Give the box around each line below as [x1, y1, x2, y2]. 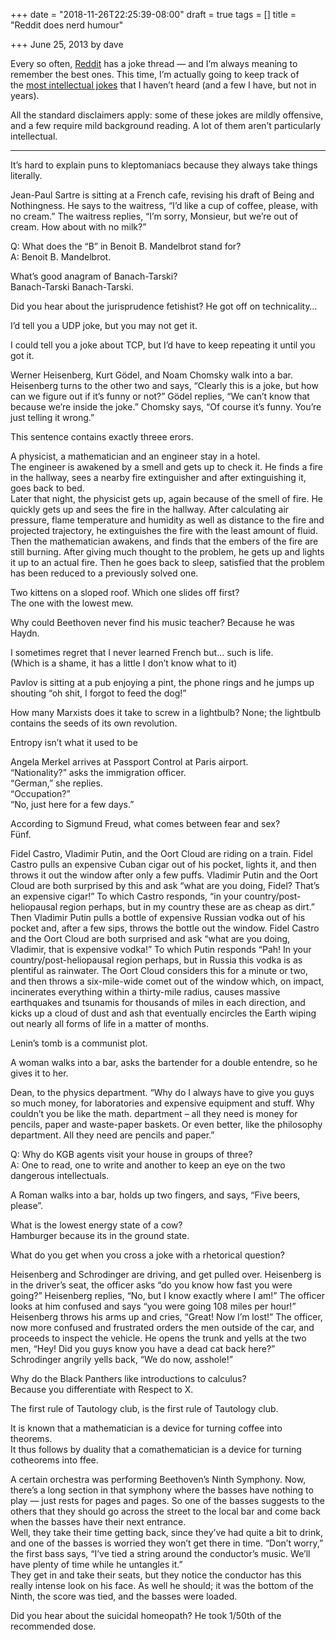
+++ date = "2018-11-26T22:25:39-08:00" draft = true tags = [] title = [10, 9, 297, 20]
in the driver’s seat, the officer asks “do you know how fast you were [10, 1279, 293, 1291]
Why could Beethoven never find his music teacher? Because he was [10, 617, 295, 628]
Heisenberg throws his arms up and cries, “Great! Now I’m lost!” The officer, [10, 1311, 323, 1323]
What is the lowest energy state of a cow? [10, 1219, 183, 1231]
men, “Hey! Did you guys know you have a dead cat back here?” [10, 1343, 276, 1354]
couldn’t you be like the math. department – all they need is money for [10, 1108, 298, 1119]
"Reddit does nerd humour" [10, 19, 124, 31]
